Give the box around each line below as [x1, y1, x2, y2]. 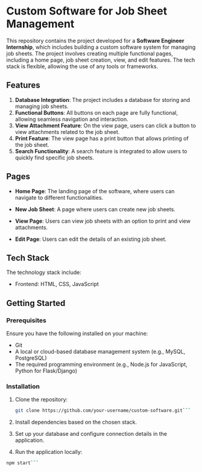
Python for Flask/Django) [14, 367, 77, 375]
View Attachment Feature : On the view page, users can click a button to [14, 122, 196, 129]
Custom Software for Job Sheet [6, 4, 168, 18]
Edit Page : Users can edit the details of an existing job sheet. [14, 235, 167, 243]
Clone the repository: [14, 396, 68, 403]
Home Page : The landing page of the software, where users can [14, 187, 175, 194]
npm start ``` [6, 460, 39, 466]
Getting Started [6, 298, 66, 308]
